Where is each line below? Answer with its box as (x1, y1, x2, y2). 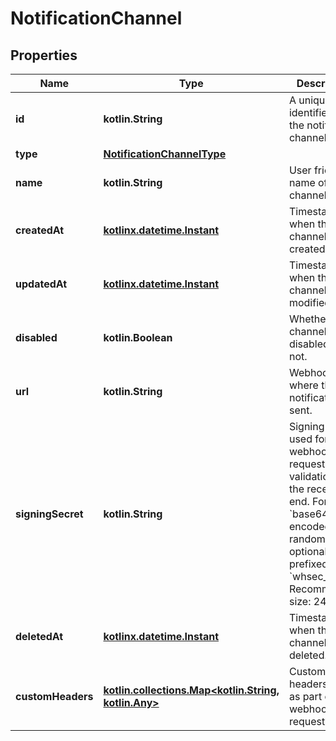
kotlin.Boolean (103, 331, 173, 344)
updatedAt (15, 277, 68, 291)
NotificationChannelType (103, 147, 227, 161)
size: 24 (288, 595, 327, 608)
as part (288, 690, 323, 703)
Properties (10, 47, 78, 64)
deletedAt (15, 630, 64, 643)
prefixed (288, 557, 329, 571)
